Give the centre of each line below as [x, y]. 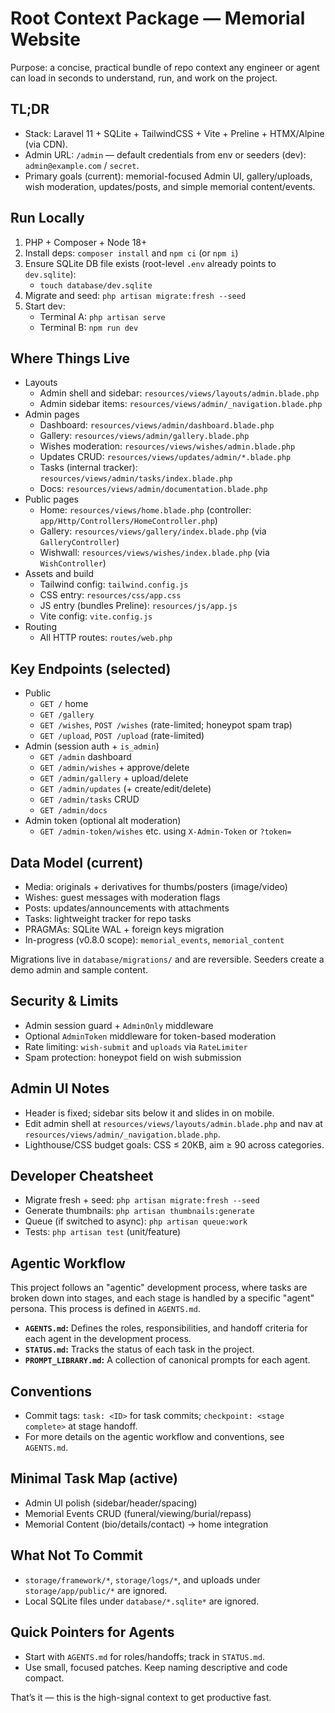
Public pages [52, 499]
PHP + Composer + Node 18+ [86, 242]
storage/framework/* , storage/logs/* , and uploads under [142, 1579]
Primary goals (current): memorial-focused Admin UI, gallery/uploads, [168, 176]
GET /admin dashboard [85, 757]
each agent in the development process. [108, 1339]
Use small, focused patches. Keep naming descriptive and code [156, 1667]
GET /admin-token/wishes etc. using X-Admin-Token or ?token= [165, 831]
